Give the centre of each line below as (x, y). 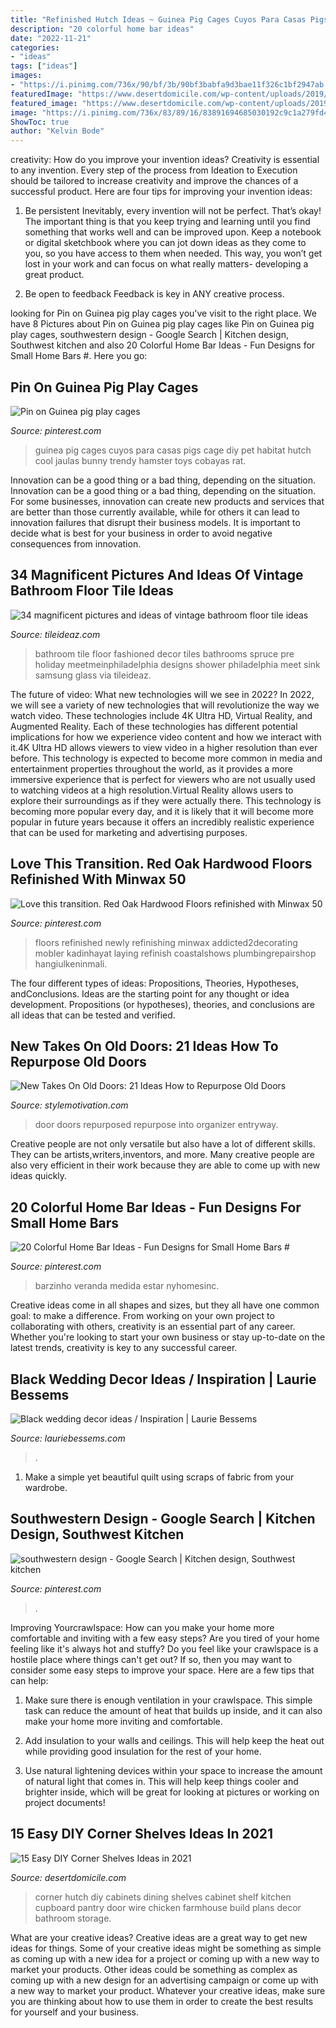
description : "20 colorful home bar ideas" (102, 29)
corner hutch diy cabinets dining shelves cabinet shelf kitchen (163, 1897)
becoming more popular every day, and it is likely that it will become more (162, 811)
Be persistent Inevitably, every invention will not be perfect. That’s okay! (173, 211)
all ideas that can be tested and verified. (93, 1015)
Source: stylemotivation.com (69, 1105)
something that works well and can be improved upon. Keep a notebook (173, 232)
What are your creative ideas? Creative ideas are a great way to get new (159, 1937)
